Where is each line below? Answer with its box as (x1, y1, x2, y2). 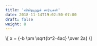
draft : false (5, 17, 33, 22)
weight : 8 (5, 21, 27, 27)
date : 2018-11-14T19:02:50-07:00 (5, 12, 77, 17)
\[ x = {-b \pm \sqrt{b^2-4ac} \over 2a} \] (5, 35, 92, 41)
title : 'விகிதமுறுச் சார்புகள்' (5, 7, 61, 13)
